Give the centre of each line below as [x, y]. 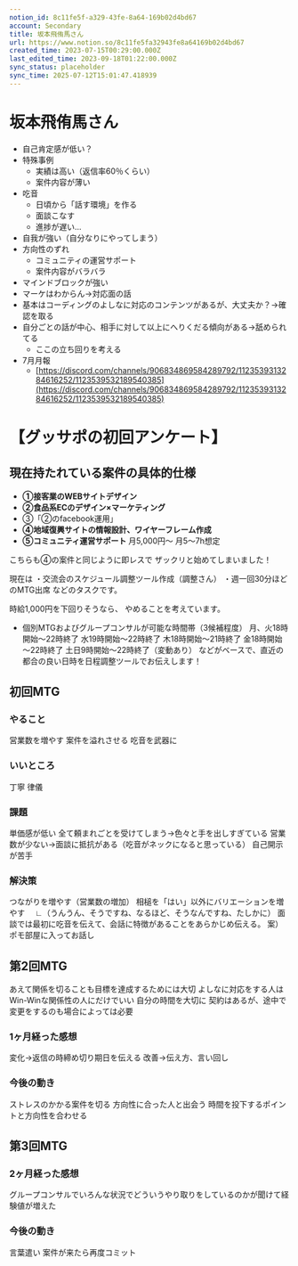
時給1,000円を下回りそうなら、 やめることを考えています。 [117, 608]
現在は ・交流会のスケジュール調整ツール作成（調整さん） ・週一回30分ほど [149, 578]
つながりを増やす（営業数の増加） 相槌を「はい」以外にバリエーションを [143, 902]
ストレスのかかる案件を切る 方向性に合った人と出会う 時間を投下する [136, 1104]
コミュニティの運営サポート [86, 260]
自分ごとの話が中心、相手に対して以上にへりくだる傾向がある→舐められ [154, 327]
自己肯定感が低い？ [57, 149]
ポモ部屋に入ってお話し [52, 935]
